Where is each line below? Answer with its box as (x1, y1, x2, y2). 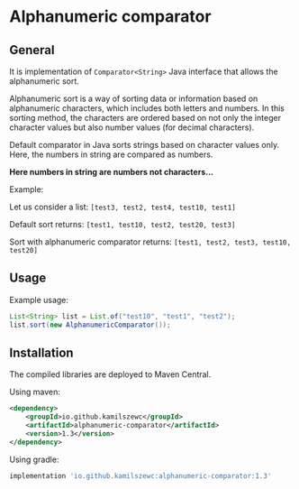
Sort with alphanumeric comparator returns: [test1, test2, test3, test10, (9, 236, 291, 247)
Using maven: (9, 386, 60, 398)
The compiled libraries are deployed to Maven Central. (9, 369, 212, 380)
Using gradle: (9, 454, 59, 465)
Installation (9, 345, 74, 360)
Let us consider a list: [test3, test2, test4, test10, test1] (9, 201, 236, 212)
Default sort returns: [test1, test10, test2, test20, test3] (9, 219, 236, 229)
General (9, 42, 56, 58)
